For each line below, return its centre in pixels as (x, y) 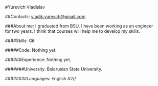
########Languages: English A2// (41, 78)
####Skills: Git (20, 41)
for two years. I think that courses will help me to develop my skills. (73, 31)
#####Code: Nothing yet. (31, 50)
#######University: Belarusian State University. (54, 69)
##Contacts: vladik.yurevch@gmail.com (45, 16)
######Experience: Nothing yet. (38, 60)
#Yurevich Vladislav (25, 7)
